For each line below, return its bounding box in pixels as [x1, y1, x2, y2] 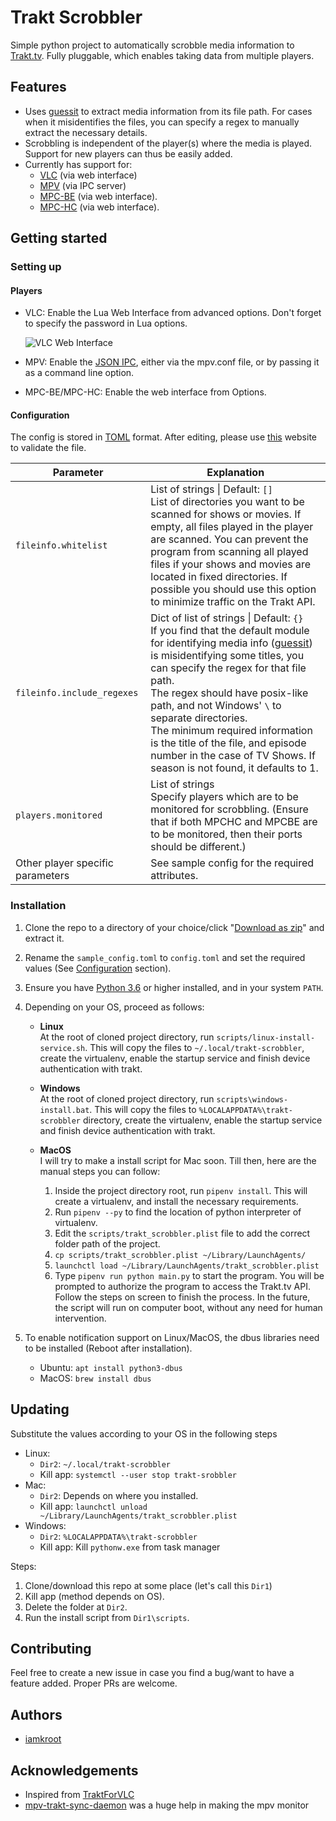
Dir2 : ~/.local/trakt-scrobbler [39, 1457, 172, 1470]
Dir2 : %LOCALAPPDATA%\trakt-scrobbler [39, 1530, 198, 1542]
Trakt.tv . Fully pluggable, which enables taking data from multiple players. [10, 49, 315, 61]
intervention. [54, 1312, 107, 1324]
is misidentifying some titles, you [150, 649, 305, 663]
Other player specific [15, 856, 114, 870]
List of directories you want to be [150, 495, 305, 509]
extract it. [24, 932, 65, 944]
